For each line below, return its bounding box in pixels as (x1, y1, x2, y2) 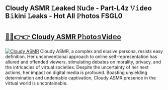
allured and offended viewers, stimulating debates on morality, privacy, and (5, 59, 161, 64)
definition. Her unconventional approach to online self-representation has (5, 53, 157, 59)
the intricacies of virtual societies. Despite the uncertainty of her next (5, 64, 149, 70)
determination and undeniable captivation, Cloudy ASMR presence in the (5, 75, 156, 80)
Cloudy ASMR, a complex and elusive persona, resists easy (40, 48, 163, 54)
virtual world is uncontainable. (5, 80, 68, 86)
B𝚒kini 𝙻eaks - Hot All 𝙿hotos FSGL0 (5, 12, 123, 20)
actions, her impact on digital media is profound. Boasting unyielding (5, 69, 147, 75)
